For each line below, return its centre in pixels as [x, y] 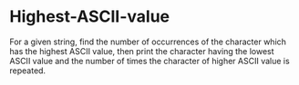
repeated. [28, 71]
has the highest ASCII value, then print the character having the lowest [142, 51]
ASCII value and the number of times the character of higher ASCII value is [149, 61]
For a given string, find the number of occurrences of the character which [148, 42]
